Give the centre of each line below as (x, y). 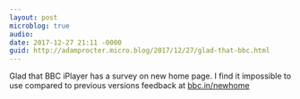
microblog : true (39, 26)
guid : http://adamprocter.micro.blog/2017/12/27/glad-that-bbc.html (140, 51)
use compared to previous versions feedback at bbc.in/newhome (129, 86)
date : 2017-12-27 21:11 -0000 (66, 42)
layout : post (34, 17)
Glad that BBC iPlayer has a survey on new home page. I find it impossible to (150, 76)
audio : (21, 34)
